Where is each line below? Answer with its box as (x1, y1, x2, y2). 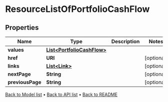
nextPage (7, 71, 31, 78)
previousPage (7, 79, 41, 86)
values (7, 46, 24, 53)
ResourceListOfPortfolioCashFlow (5, 3, 150, 15)
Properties (5, 23, 39, 32)
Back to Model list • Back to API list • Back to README (5, 92, 117, 98)
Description (111, 38, 140, 45)
